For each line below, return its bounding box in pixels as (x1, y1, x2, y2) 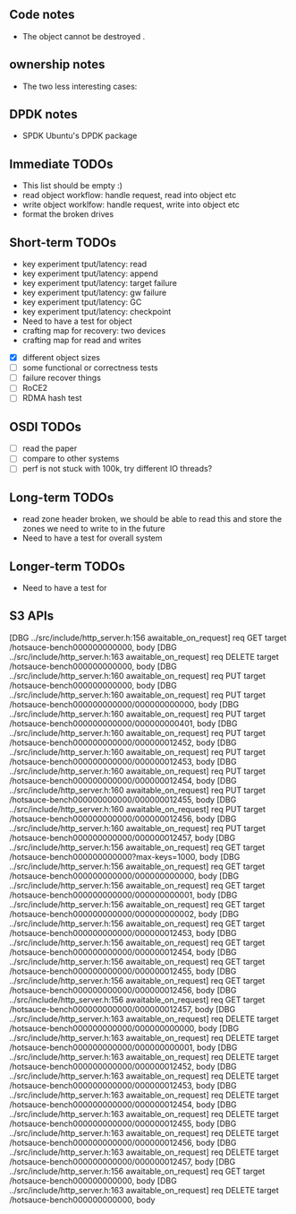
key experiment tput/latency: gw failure (21, 287, 167, 299)
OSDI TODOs (9, 419, 82, 434)
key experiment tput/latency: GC (21, 297, 142, 308)
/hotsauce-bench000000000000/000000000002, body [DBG (9, 908, 240, 919)
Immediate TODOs (9, 156, 114, 171)
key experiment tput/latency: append (21, 268, 158, 279)
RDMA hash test (21, 393, 82, 403)
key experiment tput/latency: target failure (21, 278, 177, 289)
